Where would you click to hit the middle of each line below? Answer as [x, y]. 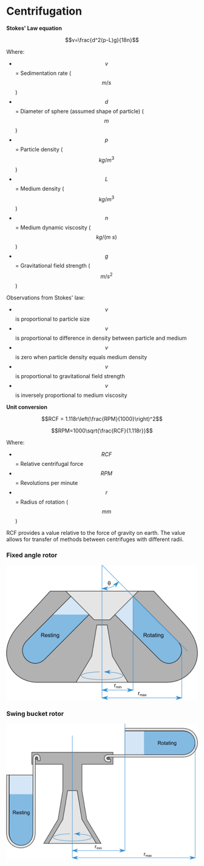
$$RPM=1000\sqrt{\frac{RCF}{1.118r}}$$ [102, 431]
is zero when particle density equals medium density [81, 357]
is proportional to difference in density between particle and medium [101, 338]
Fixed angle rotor [32, 555]
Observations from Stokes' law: [46, 298]
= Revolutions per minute [46, 482]
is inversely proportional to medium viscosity [71, 395]
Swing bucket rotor [35, 714]
